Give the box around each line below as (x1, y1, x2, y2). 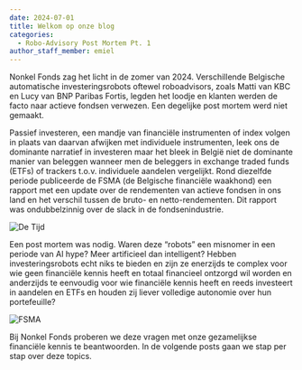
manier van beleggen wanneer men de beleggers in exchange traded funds (9, 156, 290, 167)
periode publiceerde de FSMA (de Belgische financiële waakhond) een (9, 175, 272, 186)
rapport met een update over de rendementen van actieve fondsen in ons (9, 185, 282, 196)
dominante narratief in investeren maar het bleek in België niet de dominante (9, 146, 293, 158)
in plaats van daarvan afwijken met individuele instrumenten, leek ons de (9, 137, 279, 148)
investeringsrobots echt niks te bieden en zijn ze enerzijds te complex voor (9, 258, 288, 269)
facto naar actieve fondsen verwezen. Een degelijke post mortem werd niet (9, 100, 288, 111)
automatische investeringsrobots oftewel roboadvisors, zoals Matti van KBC (9, 81, 291, 92)
